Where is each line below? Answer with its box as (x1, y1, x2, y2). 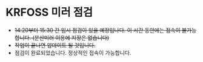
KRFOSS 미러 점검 (5, 5, 93, 19)
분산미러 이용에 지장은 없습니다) (34, 34, 110, 41)
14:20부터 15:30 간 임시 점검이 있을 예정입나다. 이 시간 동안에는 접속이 (14, 26, 181, 34)
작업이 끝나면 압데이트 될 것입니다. (14, 42, 96, 49)
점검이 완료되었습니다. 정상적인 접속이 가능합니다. (14, 49, 131, 56)
